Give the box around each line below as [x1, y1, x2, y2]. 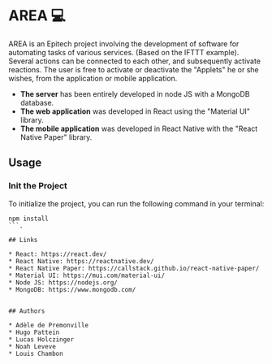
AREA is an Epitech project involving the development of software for [8, 38, 240, 49]
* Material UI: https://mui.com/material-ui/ [8, 271, 165, 279]
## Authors [8, 306, 45, 315]
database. [19, 97, 54, 107]
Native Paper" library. [19, 132, 93, 142]
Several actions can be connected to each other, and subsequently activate [8, 56, 261, 66]
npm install [8, 214, 49, 223]
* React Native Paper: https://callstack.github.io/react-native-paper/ [8, 264, 260, 272]
